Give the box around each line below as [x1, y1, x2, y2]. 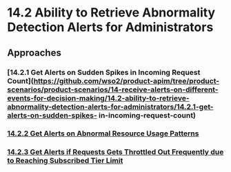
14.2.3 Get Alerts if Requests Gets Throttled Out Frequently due [7, 147, 224, 157]
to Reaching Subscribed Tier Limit [7, 156, 123, 166]
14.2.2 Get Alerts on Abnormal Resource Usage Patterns [7, 129, 199, 138]
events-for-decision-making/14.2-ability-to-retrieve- [7, 93, 190, 103]
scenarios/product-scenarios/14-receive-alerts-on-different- [7, 85, 219, 94]
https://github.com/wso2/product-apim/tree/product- [33, 76, 220, 85]
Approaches [7, 47, 62, 58]
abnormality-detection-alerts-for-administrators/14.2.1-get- [7, 102, 214, 111]
